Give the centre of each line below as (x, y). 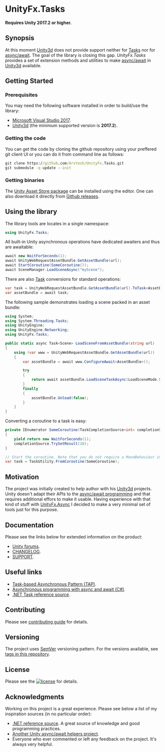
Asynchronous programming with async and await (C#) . (69, 589)
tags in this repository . (28, 654)
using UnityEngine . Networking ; (37, 330)
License (17, 669)
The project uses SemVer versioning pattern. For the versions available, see (82, 649)
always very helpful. (32, 744)
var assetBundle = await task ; (37, 293)
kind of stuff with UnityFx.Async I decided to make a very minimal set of (78, 505)
